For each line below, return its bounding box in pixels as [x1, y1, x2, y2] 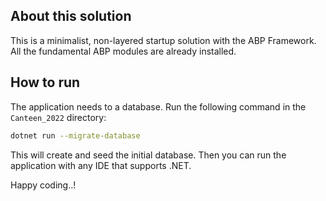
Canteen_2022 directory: [10, 111, 107, 123]
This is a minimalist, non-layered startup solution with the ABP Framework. [10, 34, 317, 46]
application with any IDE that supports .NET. [10, 159, 192, 171]
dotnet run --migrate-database [10, 130, 141, 141]
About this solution [10, 8, 132, 25]
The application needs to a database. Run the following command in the [10, 100, 307, 113]
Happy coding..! [10, 179, 77, 191]
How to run [10, 74, 81, 91]
